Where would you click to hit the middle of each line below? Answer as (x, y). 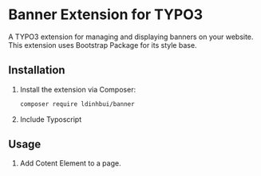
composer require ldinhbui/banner (77, 104)
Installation (37, 70)
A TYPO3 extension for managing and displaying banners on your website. (131, 37)
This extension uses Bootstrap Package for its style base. (103, 45)
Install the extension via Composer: (78, 89)
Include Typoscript (51, 119)
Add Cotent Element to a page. (70, 163)
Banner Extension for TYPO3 (106, 15)
